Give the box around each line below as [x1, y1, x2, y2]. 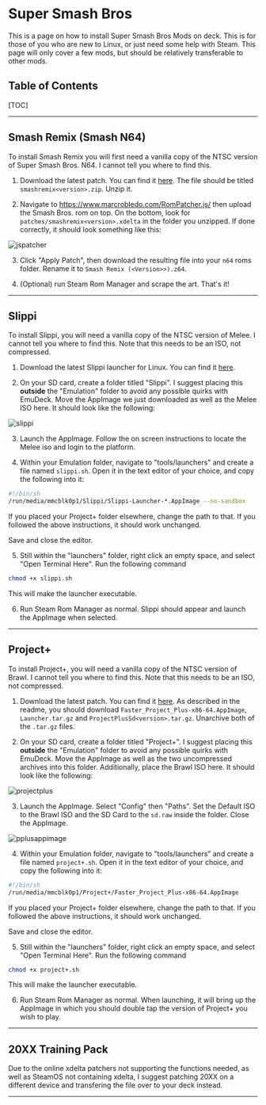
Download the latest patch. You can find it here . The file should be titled [19, 175, 254, 185]
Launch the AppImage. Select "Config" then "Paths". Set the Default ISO [19, 801, 256, 811]
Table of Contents [8, 79, 99, 93]
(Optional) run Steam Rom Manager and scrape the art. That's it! [19, 279, 230, 289]
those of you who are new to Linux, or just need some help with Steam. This [8, 39, 256, 48]
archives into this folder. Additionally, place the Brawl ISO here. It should [19, 762, 255, 771]
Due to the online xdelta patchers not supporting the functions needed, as [8, 1064, 249, 1073]
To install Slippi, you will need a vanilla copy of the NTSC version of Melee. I [8, 331, 256, 340]
